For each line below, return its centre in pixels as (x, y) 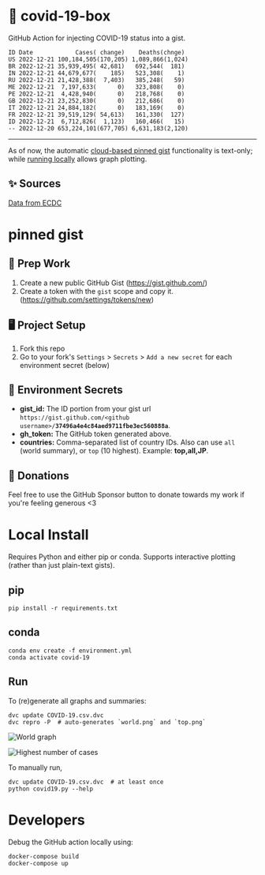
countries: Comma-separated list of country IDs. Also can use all (127, 442)
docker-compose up (38, 863)
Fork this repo (42, 348)
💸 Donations (39, 476)
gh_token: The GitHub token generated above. (95, 434)
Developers (47, 820)
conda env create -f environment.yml (70, 651)
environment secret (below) (65, 365)
